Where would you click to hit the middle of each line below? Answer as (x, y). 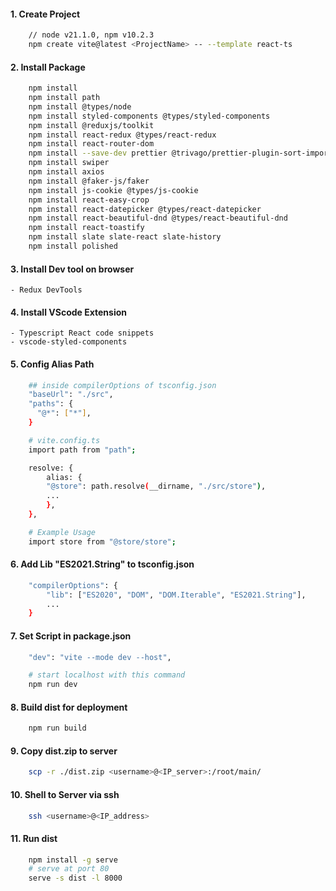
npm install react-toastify (86, 228)
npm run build (57, 728)
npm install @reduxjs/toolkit (91, 125)
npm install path (64, 98)
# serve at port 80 (69, 869)
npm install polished (73, 246)
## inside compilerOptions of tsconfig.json (122, 385)
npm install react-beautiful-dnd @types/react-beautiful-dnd (158, 218)
